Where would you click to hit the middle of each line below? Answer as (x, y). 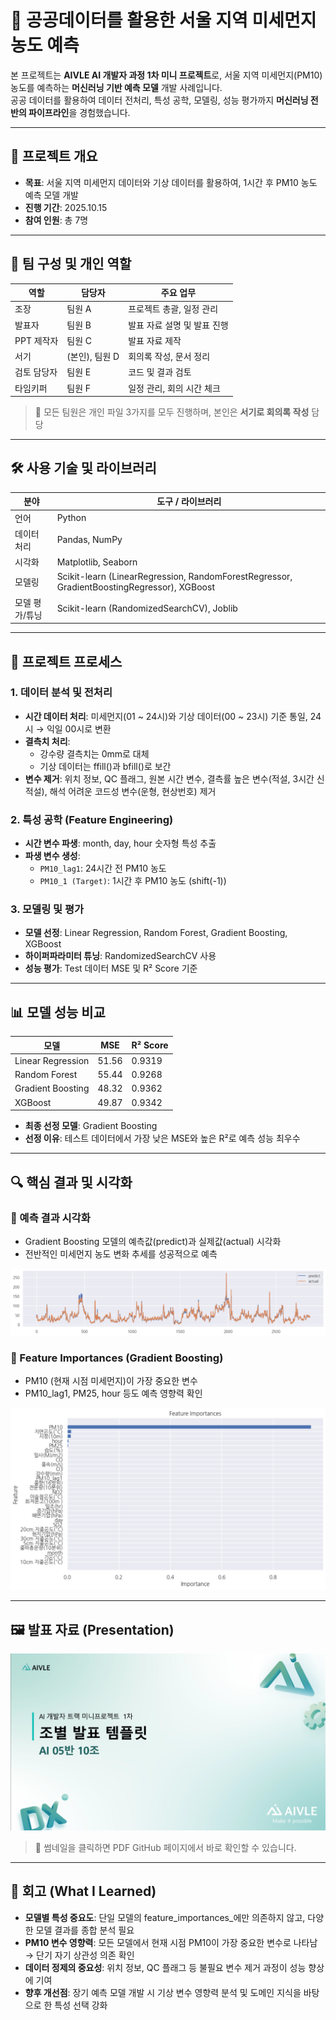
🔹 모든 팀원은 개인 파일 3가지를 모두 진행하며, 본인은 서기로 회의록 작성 (172, 412)
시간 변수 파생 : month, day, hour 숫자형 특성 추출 (120, 843)
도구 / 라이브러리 (189, 502)
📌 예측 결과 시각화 (50, 1218)
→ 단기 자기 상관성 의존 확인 (79, 1955)
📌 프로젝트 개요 (54, 156)
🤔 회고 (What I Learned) (83, 1891)
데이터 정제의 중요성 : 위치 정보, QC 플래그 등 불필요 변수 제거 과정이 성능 (165, 1967)
